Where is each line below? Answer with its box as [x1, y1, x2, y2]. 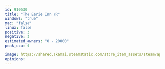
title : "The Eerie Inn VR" [5, 12, 60, 17]
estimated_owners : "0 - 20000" [5, 39, 69, 44]
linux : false [5, 25, 32, 30]
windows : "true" [5, 16, 38, 21]
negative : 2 [5, 34, 29, 39]
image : [5, 52, 19, 57]
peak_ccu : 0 [5, 43, 29, 48]
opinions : [5, 56, 26, 61]
